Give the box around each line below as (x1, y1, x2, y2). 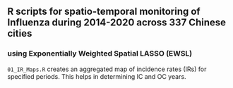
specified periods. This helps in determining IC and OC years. (7, 72, 186, 80)
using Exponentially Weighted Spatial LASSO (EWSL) (7, 49, 193, 58)
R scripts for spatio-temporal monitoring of (7, 6, 201, 18)
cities (7, 27, 32, 39)
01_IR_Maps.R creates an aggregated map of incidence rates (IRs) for (7, 65, 207, 73)
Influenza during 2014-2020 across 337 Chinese (7, 17, 227, 29)
